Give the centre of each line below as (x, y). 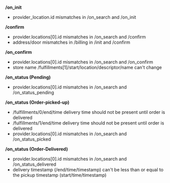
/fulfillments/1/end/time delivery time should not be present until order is (88, 123)
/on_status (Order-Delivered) (37, 149)
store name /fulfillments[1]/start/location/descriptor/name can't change (87, 67)
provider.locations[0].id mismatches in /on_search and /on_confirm (83, 62)
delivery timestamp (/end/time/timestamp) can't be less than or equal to (88, 170)
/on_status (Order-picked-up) (37, 102)
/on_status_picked (32, 139)
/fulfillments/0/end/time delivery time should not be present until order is (89, 112)
